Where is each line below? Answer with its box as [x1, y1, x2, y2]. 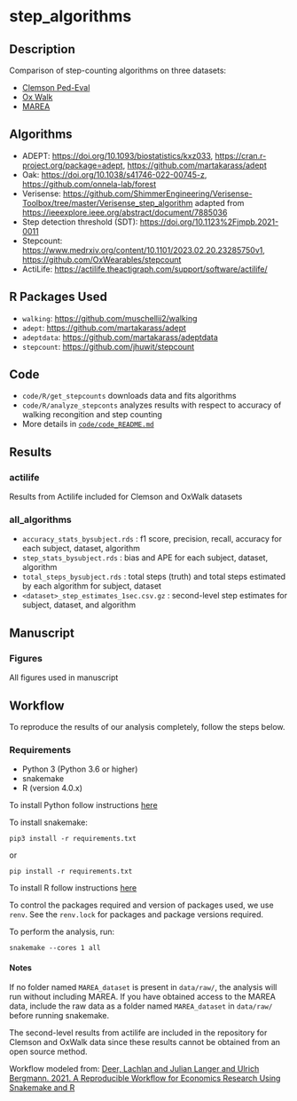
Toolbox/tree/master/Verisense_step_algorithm [21, 197, 193, 208]
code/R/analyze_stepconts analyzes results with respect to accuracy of [21, 400, 282, 410]
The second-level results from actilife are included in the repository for [9, 1027, 268, 1038]
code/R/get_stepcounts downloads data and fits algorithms [21, 391, 237, 401]
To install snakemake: [9, 817, 89, 828]
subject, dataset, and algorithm [21, 599, 136, 610]
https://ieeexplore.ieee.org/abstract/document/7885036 [21, 207, 228, 218]
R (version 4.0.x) [21, 783, 82, 794]
